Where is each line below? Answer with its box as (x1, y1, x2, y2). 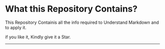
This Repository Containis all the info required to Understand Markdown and (5, 19, 159, 25)
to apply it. (5, 24, 27, 30)
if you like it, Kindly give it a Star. (5, 34, 71, 40)
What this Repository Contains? (5, 3, 137, 15)
